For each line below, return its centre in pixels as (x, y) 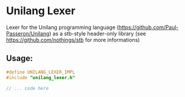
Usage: (20, 58)
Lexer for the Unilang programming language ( (63, 27)
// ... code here (27, 88)
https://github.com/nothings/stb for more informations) (73, 40)
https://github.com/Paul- (149, 27)
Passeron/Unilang (28, 33)
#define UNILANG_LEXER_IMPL (41, 72)
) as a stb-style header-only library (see (98, 33)
